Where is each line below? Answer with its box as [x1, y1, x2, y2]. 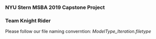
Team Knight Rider [5, 17, 51, 24]
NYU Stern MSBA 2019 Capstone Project [5, 4, 105, 11]
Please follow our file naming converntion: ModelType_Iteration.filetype [5, 29, 152, 35]
